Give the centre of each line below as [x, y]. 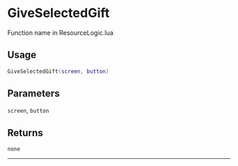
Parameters [34, 94]
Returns [25, 133]
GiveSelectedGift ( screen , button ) [58, 71]
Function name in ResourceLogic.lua [61, 33]
